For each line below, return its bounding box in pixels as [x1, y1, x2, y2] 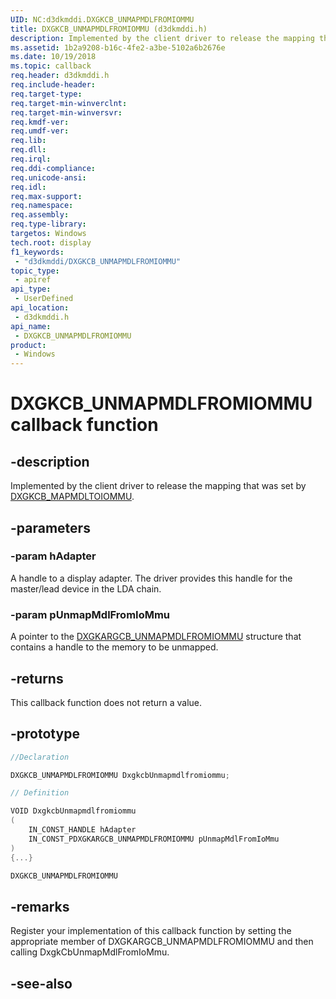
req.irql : [10, 154, 52, 164]
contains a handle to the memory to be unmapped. [10, 641, 219, 653]
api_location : [10, 303, 70, 313]
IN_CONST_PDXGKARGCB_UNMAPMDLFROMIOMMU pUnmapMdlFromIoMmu [28, 834, 280, 844]
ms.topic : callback [10, 61, 92, 71]
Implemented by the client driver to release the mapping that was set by [10, 480, 307, 492]
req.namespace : [10, 201, 74, 211]
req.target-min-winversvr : [10, 107, 123, 118]
